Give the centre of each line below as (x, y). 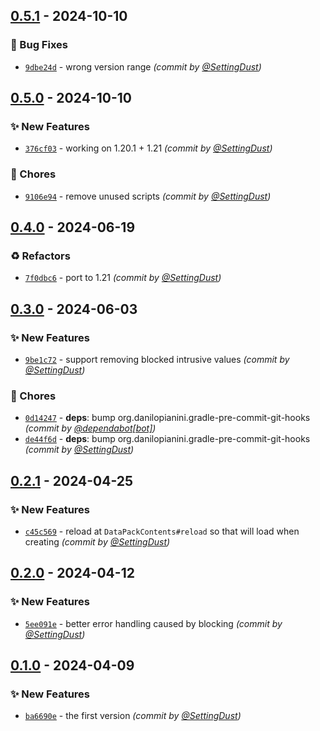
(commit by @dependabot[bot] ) (90, 428)
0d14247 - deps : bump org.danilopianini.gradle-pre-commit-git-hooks (167, 418)
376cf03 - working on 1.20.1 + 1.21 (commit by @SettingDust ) (148, 148)
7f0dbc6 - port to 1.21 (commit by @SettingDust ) (123, 278)
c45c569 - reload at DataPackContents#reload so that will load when (162, 531)
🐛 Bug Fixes (39, 45)
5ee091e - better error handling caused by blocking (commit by (153, 623)
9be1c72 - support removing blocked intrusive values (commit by (157, 360)
